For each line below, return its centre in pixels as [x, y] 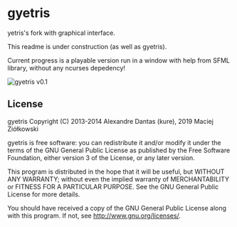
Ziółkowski [23, 129]
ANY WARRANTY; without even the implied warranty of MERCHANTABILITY [118, 179]
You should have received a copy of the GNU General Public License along [117, 208]
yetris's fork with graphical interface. [62, 33]
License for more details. [44, 194]
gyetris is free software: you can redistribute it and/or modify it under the [115, 142]
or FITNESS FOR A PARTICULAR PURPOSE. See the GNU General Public [113, 186]
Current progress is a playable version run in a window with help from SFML [118, 60]
